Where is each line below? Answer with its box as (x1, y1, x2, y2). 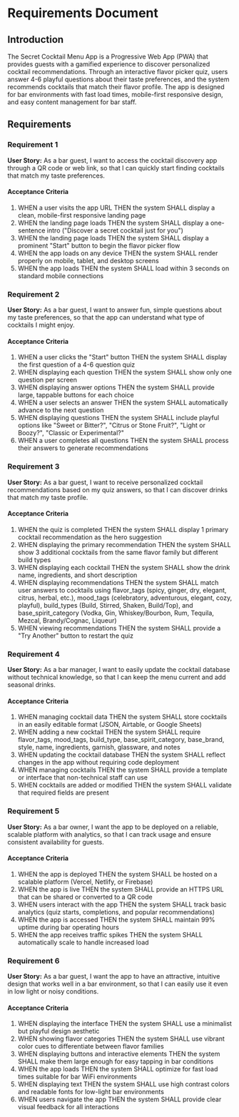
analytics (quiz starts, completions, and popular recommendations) (17, 907, 215, 916)
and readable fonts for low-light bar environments (17, 1088, 164, 1096)
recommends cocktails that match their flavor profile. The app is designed (7, 83, 225, 91)
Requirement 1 (7, 140, 59, 150)
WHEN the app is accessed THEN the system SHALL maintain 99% (17, 915, 215, 924)
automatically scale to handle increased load (17, 938, 149, 947)
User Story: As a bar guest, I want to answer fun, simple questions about (7, 305, 223, 315)
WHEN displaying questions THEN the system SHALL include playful (17, 414, 220, 422)
